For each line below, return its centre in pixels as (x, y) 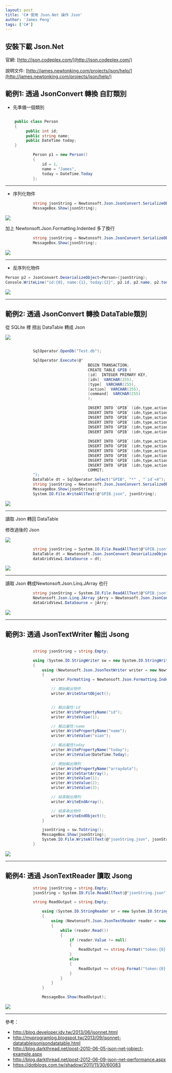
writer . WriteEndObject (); (79, 816)
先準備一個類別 (28, 107)
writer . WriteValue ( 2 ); (75, 783)
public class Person (36, 121)
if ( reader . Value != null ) (98, 940)
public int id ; (42, 131)
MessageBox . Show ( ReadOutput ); (74, 997)
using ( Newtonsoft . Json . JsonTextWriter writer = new (99, 670)
